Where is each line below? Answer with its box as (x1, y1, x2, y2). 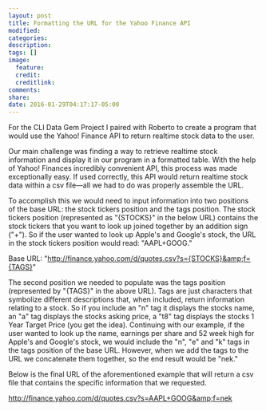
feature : (15, 64, 45, 72)
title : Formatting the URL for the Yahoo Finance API (8, 19, 192, 27)
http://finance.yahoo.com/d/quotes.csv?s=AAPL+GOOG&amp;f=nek (8, 393, 233, 403)
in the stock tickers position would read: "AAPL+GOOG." (8, 239, 193, 248)
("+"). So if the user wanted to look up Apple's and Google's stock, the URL (8, 230, 256, 239)
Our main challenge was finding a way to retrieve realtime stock (8, 147, 218, 156)
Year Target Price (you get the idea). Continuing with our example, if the (8, 320, 245, 330)
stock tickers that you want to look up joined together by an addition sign (8, 221, 248, 231)
